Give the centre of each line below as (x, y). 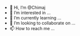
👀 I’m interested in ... (30, 13)
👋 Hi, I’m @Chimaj (27, 8)
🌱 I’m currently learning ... (35, 18)
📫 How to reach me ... (32, 28)
